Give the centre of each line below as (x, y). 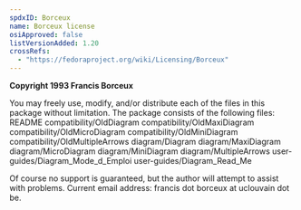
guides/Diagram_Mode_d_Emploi (71, 161)
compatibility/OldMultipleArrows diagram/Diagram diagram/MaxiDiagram (145, 142)
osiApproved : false (46, 34)
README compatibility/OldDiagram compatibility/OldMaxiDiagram (132, 122)
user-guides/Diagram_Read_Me (193, 161)
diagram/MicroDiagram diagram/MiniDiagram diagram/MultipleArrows (140, 151)
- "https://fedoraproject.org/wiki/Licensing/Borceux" (123, 60)
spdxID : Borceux (40, 18)
